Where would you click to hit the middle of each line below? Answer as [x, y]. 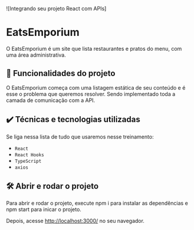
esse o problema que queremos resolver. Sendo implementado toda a [91, 94]
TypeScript [28, 161]
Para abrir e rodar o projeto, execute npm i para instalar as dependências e [97, 203]
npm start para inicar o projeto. [44, 209]
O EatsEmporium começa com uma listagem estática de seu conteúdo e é [96, 87]
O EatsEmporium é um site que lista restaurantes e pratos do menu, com [94, 48]
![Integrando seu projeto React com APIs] [56, 9]
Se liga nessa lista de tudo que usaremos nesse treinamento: [80, 137]
